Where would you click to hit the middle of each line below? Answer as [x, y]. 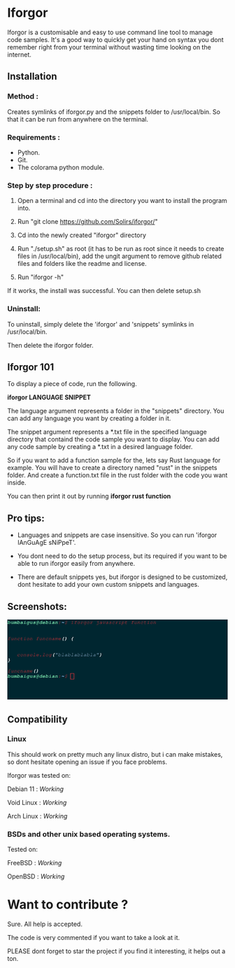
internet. [19, 55]
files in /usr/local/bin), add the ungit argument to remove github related [120, 256]
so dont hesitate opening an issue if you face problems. [87, 762]
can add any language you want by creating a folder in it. [89, 418]
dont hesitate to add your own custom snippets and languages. [108, 585]
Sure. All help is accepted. [45, 924]
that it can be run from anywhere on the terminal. [78, 119]
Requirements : [34, 137]
